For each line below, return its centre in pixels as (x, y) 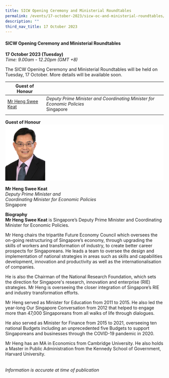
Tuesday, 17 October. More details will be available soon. (64, 75)
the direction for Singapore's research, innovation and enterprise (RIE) (78, 282)
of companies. (20, 267)
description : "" (22, 21)
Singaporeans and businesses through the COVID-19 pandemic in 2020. (80, 333)
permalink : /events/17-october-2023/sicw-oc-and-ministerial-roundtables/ (85, 16)
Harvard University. (25, 354)
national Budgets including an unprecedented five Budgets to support (77, 328)
